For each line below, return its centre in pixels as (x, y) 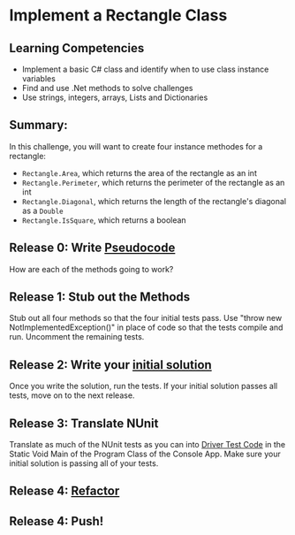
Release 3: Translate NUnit (84, 423)
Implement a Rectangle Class (118, 15)
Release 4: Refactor (64, 491)
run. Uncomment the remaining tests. (77, 337)
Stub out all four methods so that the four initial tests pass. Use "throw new (146, 318)
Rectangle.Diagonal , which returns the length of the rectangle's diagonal (154, 201)
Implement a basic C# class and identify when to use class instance (145, 69)
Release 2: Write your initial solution (110, 365)
